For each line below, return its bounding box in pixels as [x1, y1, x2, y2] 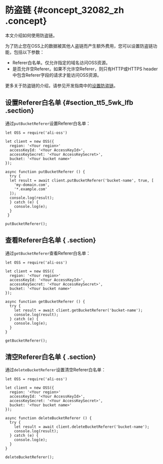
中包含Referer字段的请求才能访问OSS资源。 [12, 72, 102, 78]
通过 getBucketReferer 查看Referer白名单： [5, 250, 91, 256]
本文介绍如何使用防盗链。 [5, 32, 57, 38]
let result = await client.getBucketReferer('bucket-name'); [14, 308, 143, 313]
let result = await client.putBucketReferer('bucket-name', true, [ [9, 178, 154, 183]
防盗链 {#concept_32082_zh [5, 4, 124, 16]
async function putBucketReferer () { [5, 169, 85, 174]
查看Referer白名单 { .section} [5, 236, 97, 244]
